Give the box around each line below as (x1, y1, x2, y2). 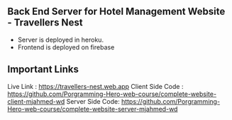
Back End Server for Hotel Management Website (7, 6, 226, 18)
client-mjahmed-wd (7, 97, 65, 105)
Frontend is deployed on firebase (17, 42, 115, 52)
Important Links (7, 64, 79, 76)
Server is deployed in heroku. (17, 35, 104, 44)
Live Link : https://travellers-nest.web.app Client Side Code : (7, 82, 184, 90)
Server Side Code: (66, 97, 120, 105)
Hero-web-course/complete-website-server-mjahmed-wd (7, 104, 178, 113)
